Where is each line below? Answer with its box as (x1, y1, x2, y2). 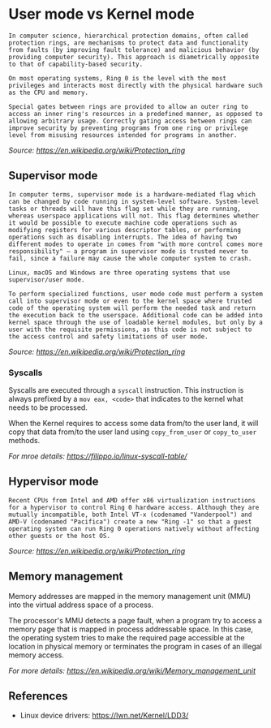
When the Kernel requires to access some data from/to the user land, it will (8, 419, 259, 429)
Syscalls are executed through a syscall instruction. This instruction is (8, 386, 244, 395)
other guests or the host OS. (8, 532, 111, 540)
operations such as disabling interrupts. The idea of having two (8, 233, 238, 241)
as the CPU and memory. (8, 88, 89, 97)
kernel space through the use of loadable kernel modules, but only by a (8, 318, 264, 326)
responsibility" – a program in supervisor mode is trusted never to (8, 247, 249, 256)
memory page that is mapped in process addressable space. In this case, (8, 624, 254, 634)
